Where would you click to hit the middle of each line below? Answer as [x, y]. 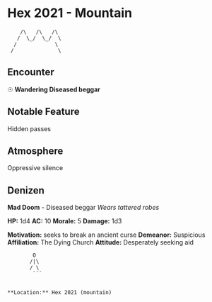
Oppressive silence [35, 168]
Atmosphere [35, 151]
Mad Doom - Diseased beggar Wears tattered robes [83, 208]
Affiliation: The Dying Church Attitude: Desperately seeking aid [101, 242]
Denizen [26, 190]
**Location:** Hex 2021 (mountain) [60, 293]
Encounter [31, 72]
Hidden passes [29, 128]
